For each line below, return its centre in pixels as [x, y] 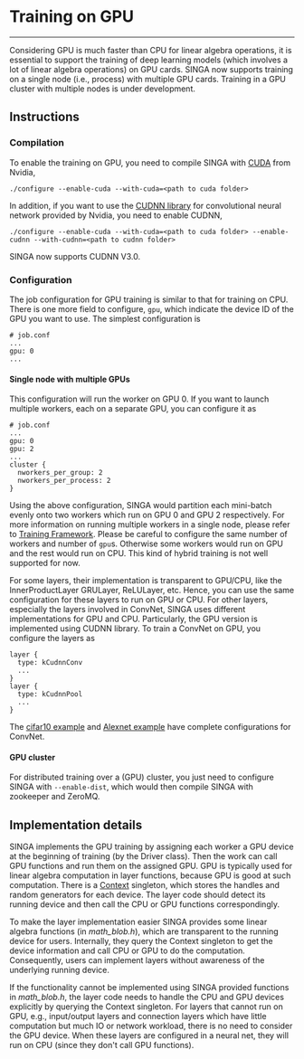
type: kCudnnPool [50, 695]
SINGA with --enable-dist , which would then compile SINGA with [131, 787]
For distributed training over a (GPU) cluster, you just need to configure [142, 777]
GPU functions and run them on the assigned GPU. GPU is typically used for [151, 866]
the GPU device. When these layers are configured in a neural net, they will [149, 1035]
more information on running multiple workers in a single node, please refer [150, 525]
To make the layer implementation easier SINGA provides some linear [138, 922]
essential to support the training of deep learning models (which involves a [148, 60]
